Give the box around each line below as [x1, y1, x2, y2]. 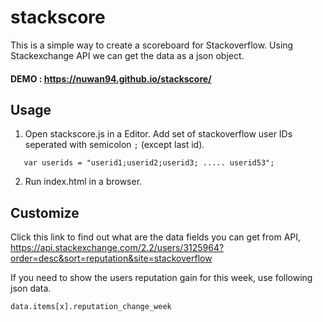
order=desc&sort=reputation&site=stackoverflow [10, 252, 213, 265]
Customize [10, 204, 80, 221]
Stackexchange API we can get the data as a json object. [10, 49, 245, 61]
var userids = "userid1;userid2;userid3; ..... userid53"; [23, 158, 275, 168]
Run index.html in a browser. [24, 176, 143, 188]
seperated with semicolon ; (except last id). [24, 139, 205, 151]
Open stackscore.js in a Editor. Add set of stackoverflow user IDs [24, 128, 293, 140]
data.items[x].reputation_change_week [10, 302, 172, 312]
